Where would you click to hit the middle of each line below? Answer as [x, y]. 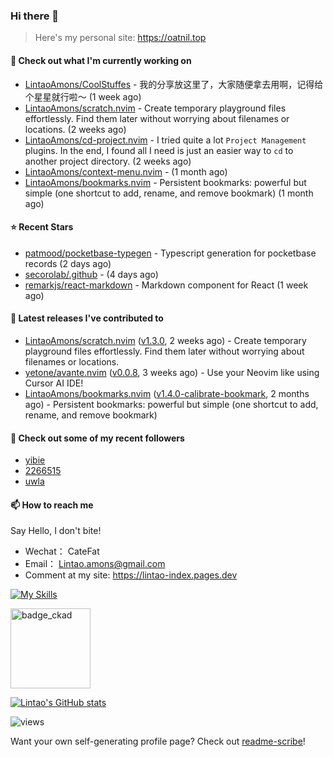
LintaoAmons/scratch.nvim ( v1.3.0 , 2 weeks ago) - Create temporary [165, 340]
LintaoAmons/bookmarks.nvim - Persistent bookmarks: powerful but [165, 182]
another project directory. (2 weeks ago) [108, 161]
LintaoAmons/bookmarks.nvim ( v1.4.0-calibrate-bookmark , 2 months [167, 393]
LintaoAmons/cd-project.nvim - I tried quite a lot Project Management [165, 140]
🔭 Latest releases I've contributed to [87, 318]
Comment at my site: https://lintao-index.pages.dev [131, 575]
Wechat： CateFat [62, 551]
